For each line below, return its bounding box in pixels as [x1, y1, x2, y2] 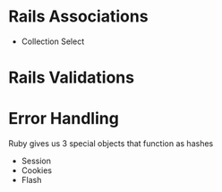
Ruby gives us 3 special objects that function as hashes [8, 138, 214, 149]
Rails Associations [8, 6, 149, 27]
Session [21, 155, 51, 167]
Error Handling [8, 109, 120, 129]
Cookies [21, 165, 53, 176]
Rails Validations [8, 67, 135, 88]
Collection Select [21, 36, 85, 47]
